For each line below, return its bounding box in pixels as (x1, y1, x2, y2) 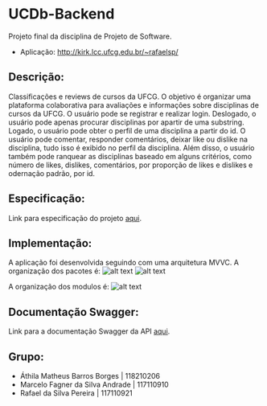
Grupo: (8, 350, 44, 363)
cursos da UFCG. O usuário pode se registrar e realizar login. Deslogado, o (8, 109, 257, 118)
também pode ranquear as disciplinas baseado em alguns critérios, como (8, 151, 252, 161)
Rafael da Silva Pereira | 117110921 (19, 388, 133, 398)
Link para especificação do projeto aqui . (8, 213, 142, 223)
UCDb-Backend (8, 5, 115, 23)
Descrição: (8, 70, 64, 84)
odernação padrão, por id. (8, 168, 95, 178)
